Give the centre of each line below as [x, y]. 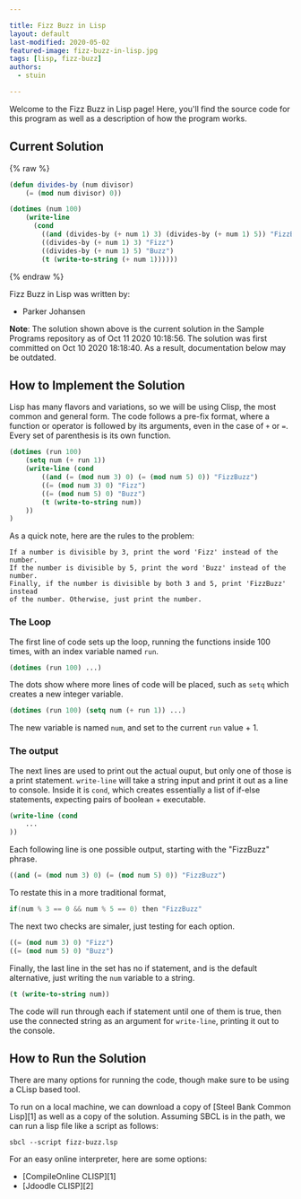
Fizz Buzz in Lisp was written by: [70, 293]
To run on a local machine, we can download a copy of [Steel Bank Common [150, 1107]
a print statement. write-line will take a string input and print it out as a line [149, 780]
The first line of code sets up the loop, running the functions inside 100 [140, 642]
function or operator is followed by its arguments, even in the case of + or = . [149, 426]
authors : [26, 67]
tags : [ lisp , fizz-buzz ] [56, 59]
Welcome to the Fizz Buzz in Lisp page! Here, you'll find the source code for [150, 109]
